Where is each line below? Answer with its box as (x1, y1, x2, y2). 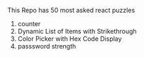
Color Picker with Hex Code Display (17, 34, 122, 43)
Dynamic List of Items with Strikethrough (17, 27, 137, 35)
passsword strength (17, 42, 77, 50)
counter (17, 20, 41, 27)
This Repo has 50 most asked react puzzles (7, 6, 135, 14)
